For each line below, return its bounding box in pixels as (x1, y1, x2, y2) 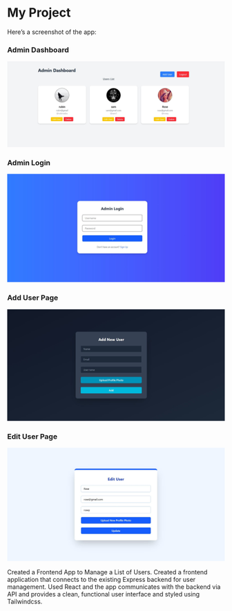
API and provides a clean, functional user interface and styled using (7, 590, 200, 599)
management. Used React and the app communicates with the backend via (7, 583, 221, 591)
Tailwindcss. (7, 597, 43, 606)
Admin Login (7, 158, 50, 167)
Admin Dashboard (7, 45, 69, 55)
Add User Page (7, 293, 59, 302)
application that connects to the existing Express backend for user (7, 576, 196, 584)
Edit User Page (7, 431, 57, 441)
